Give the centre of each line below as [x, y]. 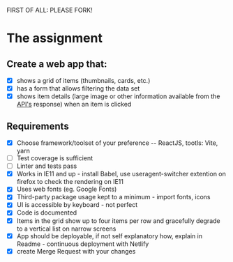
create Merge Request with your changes [76, 251]
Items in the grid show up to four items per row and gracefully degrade [118, 221]
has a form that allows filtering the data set [78, 88]
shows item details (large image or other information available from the [118, 96]
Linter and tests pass [47, 166]
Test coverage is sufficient [55, 158]
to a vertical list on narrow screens [66, 229]
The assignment [54, 38]
